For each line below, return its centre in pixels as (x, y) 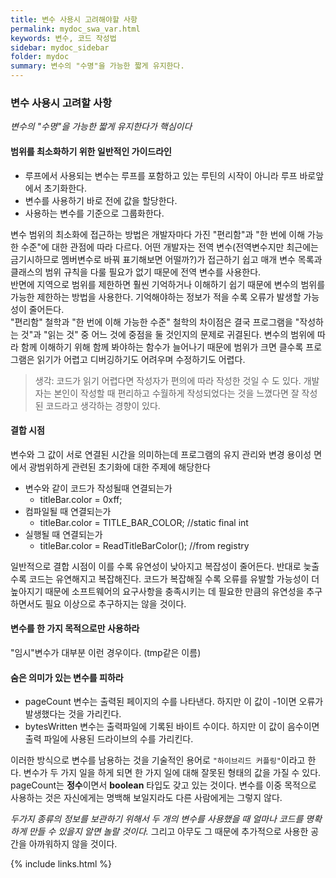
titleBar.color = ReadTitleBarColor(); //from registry (144, 545)
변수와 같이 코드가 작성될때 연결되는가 (98, 488)
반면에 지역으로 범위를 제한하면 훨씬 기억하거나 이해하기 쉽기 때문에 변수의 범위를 (168, 284)
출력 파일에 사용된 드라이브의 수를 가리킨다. (109, 739)
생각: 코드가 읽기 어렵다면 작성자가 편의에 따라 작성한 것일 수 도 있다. (168, 380)
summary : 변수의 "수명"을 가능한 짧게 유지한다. (97, 66)
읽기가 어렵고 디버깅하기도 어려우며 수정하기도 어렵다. (141, 359)
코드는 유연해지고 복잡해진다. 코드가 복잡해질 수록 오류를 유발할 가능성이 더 (174, 578)
